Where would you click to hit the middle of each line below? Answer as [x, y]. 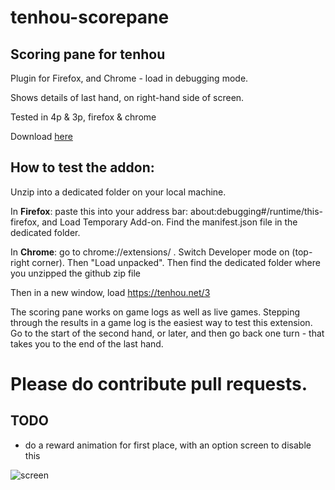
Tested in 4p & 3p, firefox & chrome [83, 117]
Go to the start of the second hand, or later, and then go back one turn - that [167, 333]
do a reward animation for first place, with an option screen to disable [168, 445]
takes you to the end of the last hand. [87, 343]
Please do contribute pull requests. [159, 384]
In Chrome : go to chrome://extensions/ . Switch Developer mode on [150, 252]
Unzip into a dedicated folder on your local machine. [118, 192]
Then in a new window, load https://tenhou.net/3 [110, 292]
